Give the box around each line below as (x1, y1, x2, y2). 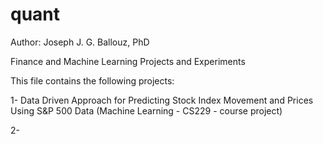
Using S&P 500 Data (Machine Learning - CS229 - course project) (10, 104, 283, 117)
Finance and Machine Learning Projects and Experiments (10, 55, 246, 67)
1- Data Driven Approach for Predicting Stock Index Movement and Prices (10, 94, 314, 106)
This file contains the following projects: (10, 74, 175, 87)
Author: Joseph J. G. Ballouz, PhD (10, 36, 150, 48)
